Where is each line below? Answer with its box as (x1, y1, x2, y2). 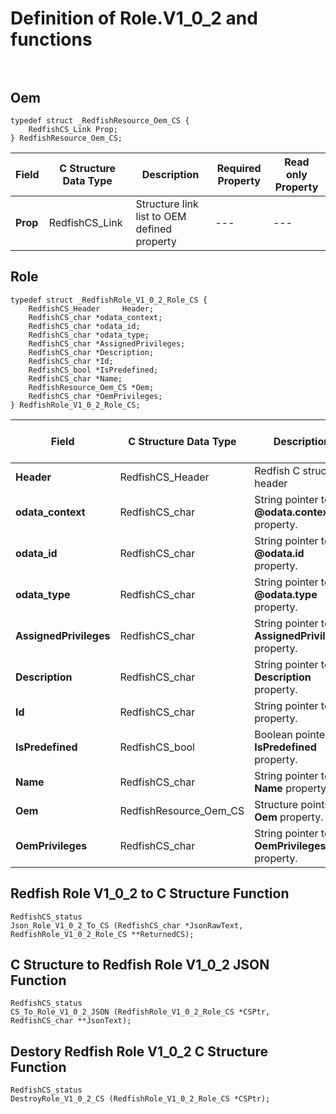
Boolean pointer (254, 727, 330, 741)
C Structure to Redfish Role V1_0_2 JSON (10, 957, 270, 974)
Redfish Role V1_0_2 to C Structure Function (10, 885, 290, 902)
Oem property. (254, 810, 324, 824)
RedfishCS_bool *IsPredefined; (28, 365, 159, 375)
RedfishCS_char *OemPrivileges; (28, 391, 163, 401)
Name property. (254, 781, 330, 795)
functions (10, 28, 93, 51)
